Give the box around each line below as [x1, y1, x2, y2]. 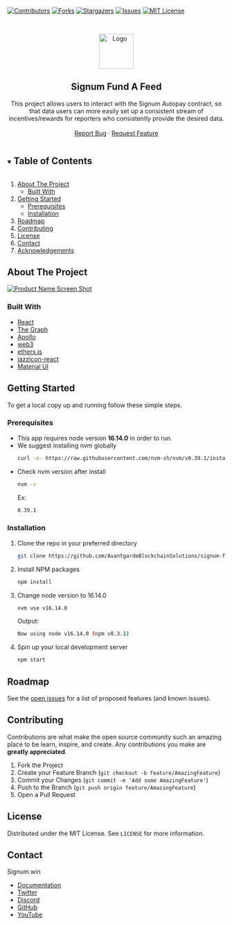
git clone [17, 552, 46, 559]
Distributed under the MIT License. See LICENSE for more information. [7, 829, 204, 837]
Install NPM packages [17, 565, 80, 573]
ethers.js [17, 347, 43, 356]
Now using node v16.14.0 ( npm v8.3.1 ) [17, 630, 130, 637]
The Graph [17, 325, 48, 334]
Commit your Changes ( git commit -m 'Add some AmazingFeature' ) [17, 776, 209, 784]
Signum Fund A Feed [71, 81, 162, 93]
